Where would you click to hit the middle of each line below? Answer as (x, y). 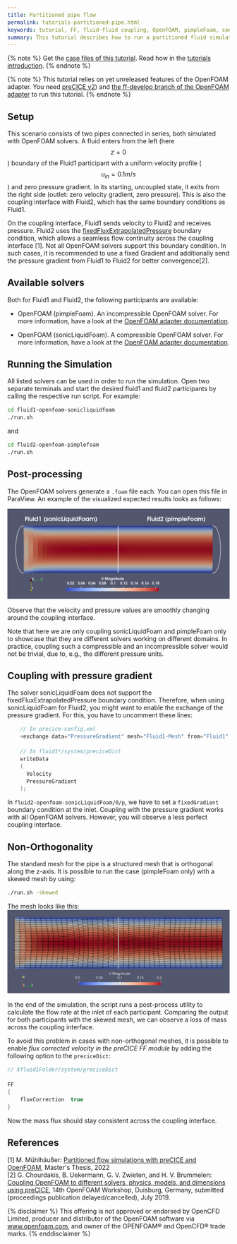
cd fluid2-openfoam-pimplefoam (53, 445)
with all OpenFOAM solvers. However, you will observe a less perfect (108, 817)
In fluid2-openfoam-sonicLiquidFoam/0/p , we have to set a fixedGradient (113, 802)
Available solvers (46, 283)
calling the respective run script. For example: (74, 396)
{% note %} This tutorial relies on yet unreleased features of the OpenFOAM (118, 79)
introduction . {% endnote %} (49, 66)
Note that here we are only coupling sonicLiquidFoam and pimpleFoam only (117, 631)
